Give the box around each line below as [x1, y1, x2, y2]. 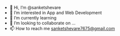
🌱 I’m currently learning [9, 15, 57, 20]
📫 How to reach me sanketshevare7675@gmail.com [9, 26, 115, 31]
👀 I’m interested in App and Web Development [9, 10, 102, 16]
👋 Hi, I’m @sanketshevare [9, 5, 61, 10]
